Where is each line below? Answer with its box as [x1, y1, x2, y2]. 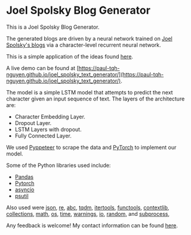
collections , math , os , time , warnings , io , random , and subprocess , [6, 210, 170, 217]
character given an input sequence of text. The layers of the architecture [6, 95, 185, 102]
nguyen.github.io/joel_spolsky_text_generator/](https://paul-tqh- [6, 71, 164, 78]
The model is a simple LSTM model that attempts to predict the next [6, 88, 173, 96]
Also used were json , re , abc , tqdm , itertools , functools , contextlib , [6, 204, 170, 211]
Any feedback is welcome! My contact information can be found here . [6, 222, 178, 229]
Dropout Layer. [14, 119, 52, 126]
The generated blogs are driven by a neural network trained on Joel [6, 35, 173, 42]
